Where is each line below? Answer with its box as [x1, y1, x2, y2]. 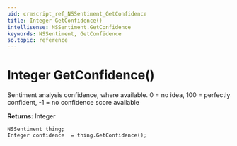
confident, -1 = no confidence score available [7, 99, 140, 107]
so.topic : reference [7, 37, 69, 44]
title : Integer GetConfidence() [7, 17, 103, 24]
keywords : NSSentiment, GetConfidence [7, 30, 122, 38]
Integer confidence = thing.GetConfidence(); [7, 132, 147, 139]
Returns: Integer [7, 112, 56, 120]
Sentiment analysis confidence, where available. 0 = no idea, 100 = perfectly [7, 91, 231, 99]
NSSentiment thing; [7, 125, 65, 133]
